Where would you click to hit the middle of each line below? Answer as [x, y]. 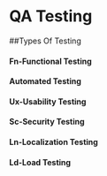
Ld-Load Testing [40, 162]
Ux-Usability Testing [48, 101]
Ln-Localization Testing [54, 142]
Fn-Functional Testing [50, 61]
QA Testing [51, 16]
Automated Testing [46, 81]
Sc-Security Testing [47, 122]
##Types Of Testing [45, 41]
